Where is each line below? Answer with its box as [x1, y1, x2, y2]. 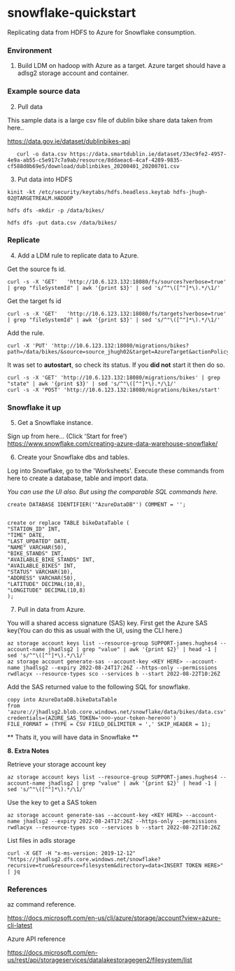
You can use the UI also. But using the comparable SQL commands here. [7, 488, 218, 496]
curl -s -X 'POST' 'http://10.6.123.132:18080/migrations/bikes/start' [7, 386, 220, 393]
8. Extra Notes [7, 747, 50, 755]
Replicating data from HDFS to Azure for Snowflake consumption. [7, 28, 197, 36]
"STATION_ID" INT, [7, 526, 61, 533]
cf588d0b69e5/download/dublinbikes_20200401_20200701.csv [7, 162, 180, 169]
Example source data [7, 86, 80, 96]
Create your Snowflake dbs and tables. [17, 453, 130, 461]
